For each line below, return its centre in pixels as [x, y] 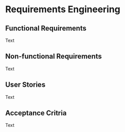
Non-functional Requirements [54, 56]
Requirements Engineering [63, 9]
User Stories [25, 85]
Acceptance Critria [36, 113]
